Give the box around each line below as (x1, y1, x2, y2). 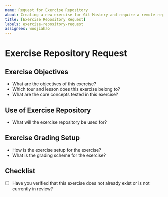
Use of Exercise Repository (5, 106, 91, 114)
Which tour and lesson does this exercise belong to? (12, 86, 120, 92)
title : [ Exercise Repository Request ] (5, 17, 86, 22)
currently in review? (12, 186, 53, 192)
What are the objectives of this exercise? (12, 81, 96, 87)
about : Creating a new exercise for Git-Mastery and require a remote (5, 12, 155, 17)
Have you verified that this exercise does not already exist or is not (12, 180, 150, 186)
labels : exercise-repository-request (5, 21, 84, 27)
